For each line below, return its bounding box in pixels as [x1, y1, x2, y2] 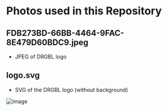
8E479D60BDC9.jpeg [6, 37, 89, 47]
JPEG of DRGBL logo [14, 53, 67, 60]
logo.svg [6, 70, 40, 81]
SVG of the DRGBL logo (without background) [14, 86, 128, 93]
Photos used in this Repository [6, 4, 162, 18]
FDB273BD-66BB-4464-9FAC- [6, 28, 125, 38]
